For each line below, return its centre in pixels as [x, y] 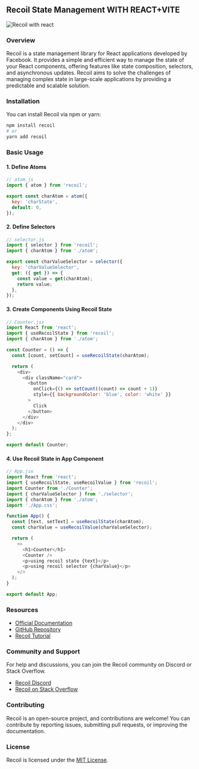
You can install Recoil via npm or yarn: [54, 114]
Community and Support [43, 652]
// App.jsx [20, 472]
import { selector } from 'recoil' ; [52, 245]
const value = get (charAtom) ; [55, 279]
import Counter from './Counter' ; [50, 488]
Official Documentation [43, 623]
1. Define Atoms [27, 167]
